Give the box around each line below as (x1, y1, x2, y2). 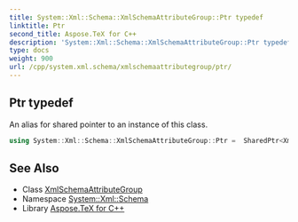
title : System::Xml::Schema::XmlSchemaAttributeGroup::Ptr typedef (9, 12, 264, 22)
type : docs (9, 46, 50, 55)
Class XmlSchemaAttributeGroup (21, 184, 144, 195)
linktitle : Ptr (9, 21, 66, 30)
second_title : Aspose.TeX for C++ (9, 29, 137, 38)
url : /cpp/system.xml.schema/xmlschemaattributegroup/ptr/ (9, 63, 232, 72)
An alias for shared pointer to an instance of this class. (9, 119, 208, 130)
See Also (9, 161, 59, 176)
